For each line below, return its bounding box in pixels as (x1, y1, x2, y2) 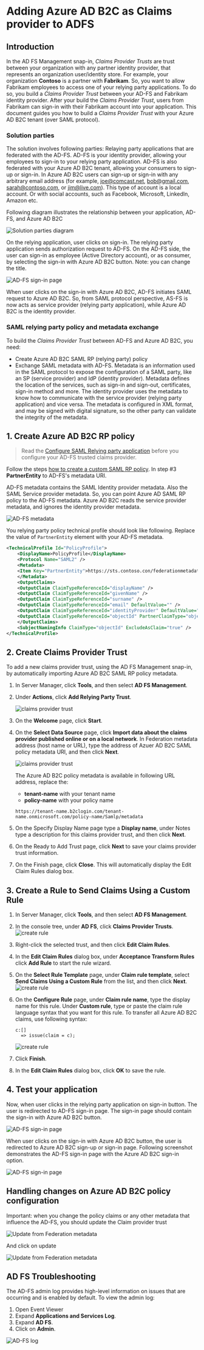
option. (6, 1157, 24, 1164)
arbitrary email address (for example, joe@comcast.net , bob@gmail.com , (6, 177, 189, 185)
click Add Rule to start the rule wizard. (15, 959, 112, 967)
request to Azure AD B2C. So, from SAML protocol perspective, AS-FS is (6, 295, 188, 302)
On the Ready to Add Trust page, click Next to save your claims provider (15, 843, 197, 850)
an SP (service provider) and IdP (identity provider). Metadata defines (15, 374, 190, 382)
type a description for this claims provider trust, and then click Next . (15, 831, 186, 838)
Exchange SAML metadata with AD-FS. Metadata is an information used (15, 362, 195, 369)
